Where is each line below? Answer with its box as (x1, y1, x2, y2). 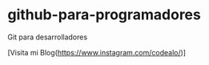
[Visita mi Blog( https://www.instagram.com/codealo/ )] (7, 47, 186, 57)
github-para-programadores (7, 6, 201, 24)
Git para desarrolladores (7, 32, 88, 42)
